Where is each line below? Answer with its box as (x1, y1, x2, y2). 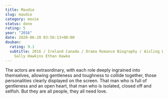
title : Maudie (5, 7, 35, 12)
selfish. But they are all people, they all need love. (5, 88, 107, 95)
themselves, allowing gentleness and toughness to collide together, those (5, 73, 156, 79)
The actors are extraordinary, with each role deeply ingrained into (5, 67, 140, 73)
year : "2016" (5, 30, 32, 35)
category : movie (5, 16, 39, 21)
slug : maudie (5, 12, 32, 17)
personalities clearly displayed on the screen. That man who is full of (5, 78, 147, 84)
